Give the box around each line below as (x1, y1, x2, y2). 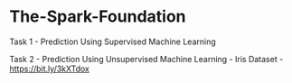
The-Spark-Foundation (9, 6, 186, 27)
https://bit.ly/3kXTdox (9, 63, 90, 74)
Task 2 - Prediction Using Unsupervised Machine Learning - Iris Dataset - (9, 53, 284, 64)
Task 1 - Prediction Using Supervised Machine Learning (9, 36, 216, 47)
